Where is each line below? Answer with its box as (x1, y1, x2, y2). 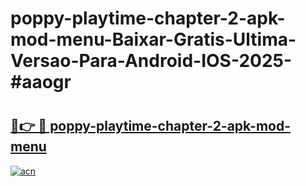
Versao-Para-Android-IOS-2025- (10, 50, 293, 72)
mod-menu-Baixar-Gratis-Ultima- (10, 28, 297, 51)
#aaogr (10, 71, 72, 94)
